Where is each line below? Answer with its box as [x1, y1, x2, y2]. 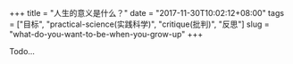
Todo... [9, 46, 36, 56]
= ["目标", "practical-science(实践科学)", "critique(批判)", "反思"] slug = [9, 19, 270, 29]
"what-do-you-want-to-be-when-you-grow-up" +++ [9, 29, 204, 39]
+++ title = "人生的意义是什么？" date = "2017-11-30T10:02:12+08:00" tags [9, 8, 284, 18]
